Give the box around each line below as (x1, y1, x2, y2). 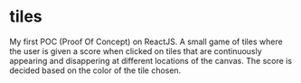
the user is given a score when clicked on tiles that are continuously (9, 45, 262, 56)
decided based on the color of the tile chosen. (9, 65, 182, 76)
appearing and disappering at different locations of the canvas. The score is (9, 55, 292, 66)
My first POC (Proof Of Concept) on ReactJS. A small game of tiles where (9, 36, 283, 47)
